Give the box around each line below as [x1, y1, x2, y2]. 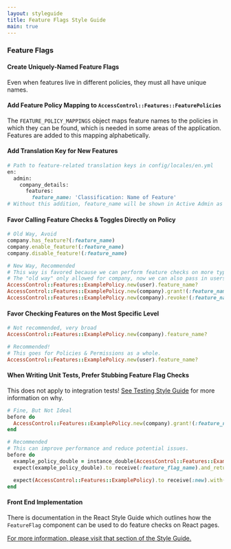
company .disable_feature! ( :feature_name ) [7, 249, 128, 257]
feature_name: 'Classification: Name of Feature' [32, 194, 177, 201]
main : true [7, 23, 38, 30]
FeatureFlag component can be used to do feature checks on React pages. [7, 521, 220, 529]
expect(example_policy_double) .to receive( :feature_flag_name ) [13, 464, 198, 471]
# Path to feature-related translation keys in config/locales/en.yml [7, 162, 214, 169]
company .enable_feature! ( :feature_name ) [7, 243, 125, 250]
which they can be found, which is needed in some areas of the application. [7, 123, 221, 132]
